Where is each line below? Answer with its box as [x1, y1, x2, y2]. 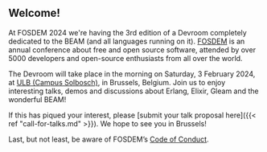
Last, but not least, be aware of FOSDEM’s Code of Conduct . [8, 134, 209, 144]
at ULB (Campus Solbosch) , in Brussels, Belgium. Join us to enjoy [8, 77, 226, 87]
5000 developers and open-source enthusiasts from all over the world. [8, 53, 243, 63]
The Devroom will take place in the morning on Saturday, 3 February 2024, [8, 68, 256, 79]
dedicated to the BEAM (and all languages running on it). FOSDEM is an [8, 36, 245, 46]
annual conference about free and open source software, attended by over [8, 44, 256, 55]
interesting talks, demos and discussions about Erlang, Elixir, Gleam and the [8, 86, 259, 96]
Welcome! [8, 6, 60, 20]
